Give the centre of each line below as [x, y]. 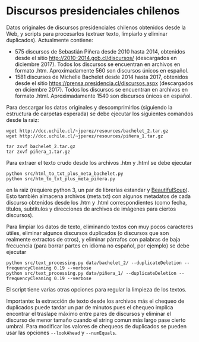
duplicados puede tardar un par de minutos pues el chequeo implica [90, 307]
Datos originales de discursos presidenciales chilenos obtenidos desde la [96, 27]
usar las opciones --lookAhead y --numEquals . [61, 332]
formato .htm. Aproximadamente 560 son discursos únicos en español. [102, 70]
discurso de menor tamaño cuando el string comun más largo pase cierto [96, 320]
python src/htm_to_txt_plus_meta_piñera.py [61, 179]
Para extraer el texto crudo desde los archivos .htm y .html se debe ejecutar [99, 162]
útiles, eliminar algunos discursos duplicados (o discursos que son [88, 233]
